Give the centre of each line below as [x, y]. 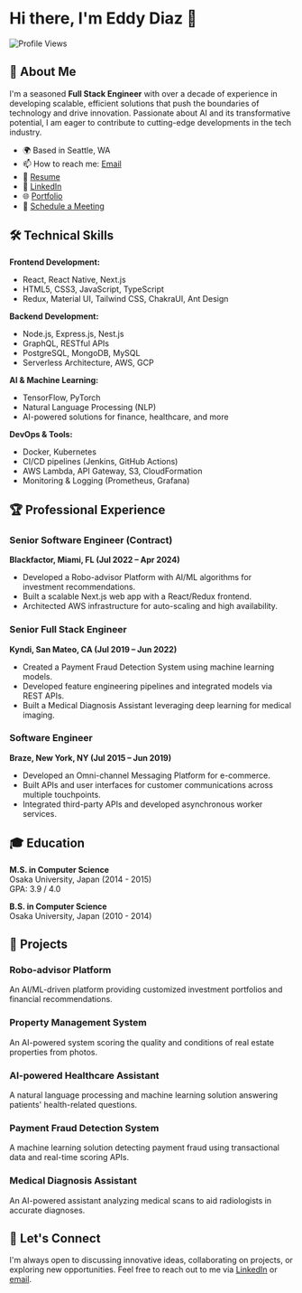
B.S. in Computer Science [58, 906]
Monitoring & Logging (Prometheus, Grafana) [106, 480]
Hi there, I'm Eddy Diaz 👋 [103, 19]
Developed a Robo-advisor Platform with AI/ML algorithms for [137, 577]
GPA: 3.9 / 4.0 [35, 888]
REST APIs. [43, 696]
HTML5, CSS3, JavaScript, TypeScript [93, 289]
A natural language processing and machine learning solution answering [143, 1095]
